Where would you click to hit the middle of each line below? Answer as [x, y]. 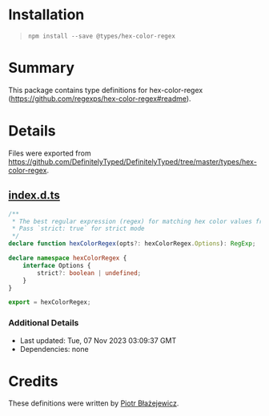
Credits [33, 381]
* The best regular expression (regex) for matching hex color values [132, 221]
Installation [46, 15]
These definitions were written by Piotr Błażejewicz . [94, 403]
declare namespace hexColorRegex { [68, 258]
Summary [41, 68]
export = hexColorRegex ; [50, 302]
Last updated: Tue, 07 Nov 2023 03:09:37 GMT [98, 340]
